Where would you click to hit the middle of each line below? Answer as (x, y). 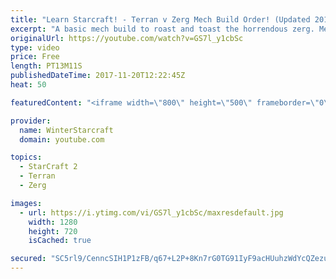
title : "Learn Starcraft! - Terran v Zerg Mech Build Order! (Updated (160, 19)
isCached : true (60, 241)
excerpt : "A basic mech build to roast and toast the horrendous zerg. (162, 29)
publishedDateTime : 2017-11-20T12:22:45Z (98, 76)
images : (26, 203)
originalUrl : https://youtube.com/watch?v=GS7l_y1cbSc (127, 38)
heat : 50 (28, 85)
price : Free (35, 57)
